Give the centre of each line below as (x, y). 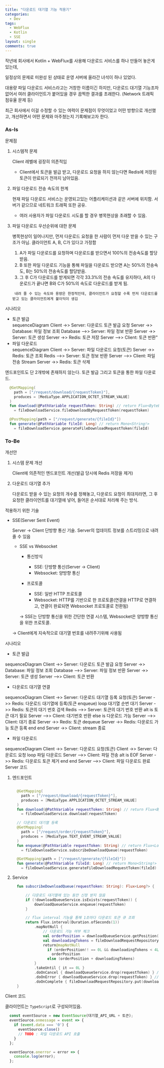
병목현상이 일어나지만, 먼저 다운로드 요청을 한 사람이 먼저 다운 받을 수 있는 (82, 236)
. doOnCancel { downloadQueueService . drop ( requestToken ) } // (97, 972)
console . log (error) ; (35, 1057)
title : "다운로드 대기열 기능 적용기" (38, 10)
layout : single (20, 42)
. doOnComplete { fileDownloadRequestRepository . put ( (89, 981)
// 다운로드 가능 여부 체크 (66, 932)
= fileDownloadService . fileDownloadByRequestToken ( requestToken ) (82, 410)
